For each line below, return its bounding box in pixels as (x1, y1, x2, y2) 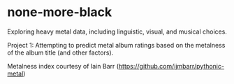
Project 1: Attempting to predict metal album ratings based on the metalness (7, 41, 226, 49)
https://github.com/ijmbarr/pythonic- (118, 62, 225, 70)
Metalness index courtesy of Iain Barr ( (7, 62, 119, 70)
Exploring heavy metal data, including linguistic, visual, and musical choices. (7, 27, 227, 36)
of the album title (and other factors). (7, 48, 114, 57)
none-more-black (7, 4, 112, 20)
